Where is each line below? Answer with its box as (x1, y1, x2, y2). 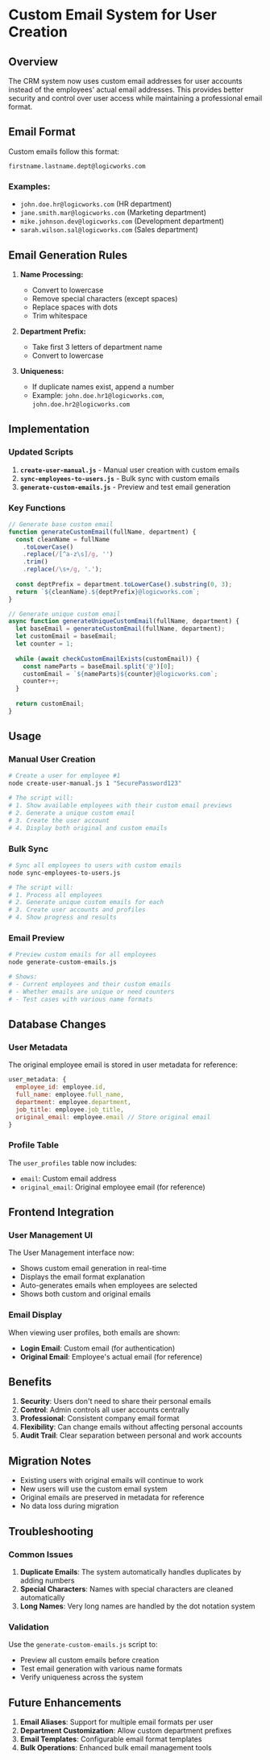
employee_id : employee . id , (15, 1083, 106, 1091)
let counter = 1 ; (15, 640, 74, 648)
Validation (8, 1621, 50, 1633)
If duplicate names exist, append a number (31, 381, 175, 392)
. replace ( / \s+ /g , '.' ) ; (23, 566, 103, 574)
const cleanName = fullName (15, 535, 110, 543)
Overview (8, 55, 59, 68)
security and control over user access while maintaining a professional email (8, 93, 263, 102)
